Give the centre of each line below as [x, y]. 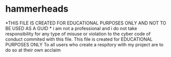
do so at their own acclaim [33, 50]
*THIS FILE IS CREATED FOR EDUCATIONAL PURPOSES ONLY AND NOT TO [86, 23]
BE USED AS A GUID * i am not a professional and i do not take [71, 28]
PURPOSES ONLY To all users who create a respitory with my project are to [84, 44]
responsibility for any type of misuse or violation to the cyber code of [78, 34]
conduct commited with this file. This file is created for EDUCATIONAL [79, 39]
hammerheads [37, 9]
